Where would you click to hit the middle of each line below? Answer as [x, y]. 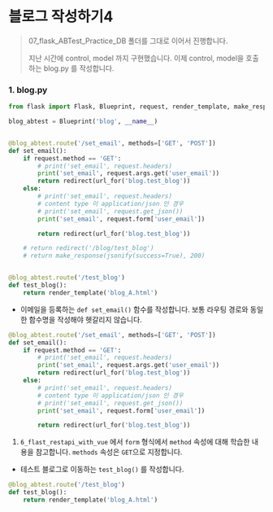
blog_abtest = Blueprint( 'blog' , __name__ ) [83, 122]
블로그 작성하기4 [61, 17]
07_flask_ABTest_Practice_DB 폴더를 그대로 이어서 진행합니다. [128, 41]
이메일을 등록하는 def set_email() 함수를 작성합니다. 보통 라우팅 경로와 [134, 309]
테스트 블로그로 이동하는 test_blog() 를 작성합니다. [102, 470]
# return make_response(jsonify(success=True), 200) [114, 256]
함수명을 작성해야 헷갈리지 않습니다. [85, 319]
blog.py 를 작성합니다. [79, 68]
